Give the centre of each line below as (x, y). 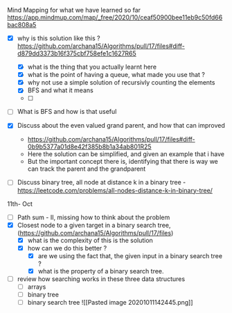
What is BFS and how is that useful (67, 112)
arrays (37, 287)
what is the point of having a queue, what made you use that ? (116, 75)
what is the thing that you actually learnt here (92, 67)
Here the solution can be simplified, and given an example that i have (126, 154)
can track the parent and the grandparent (87, 169)
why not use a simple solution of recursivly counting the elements (121, 83)
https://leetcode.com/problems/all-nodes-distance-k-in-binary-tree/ (115, 190)
